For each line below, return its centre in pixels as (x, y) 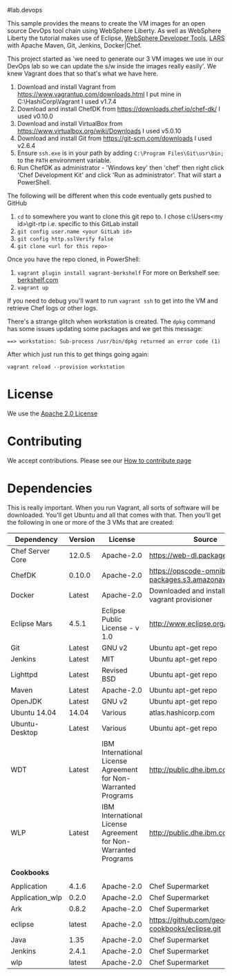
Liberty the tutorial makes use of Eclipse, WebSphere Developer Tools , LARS (116, 38)
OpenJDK (27, 701)
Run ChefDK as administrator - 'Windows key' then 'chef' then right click (120, 168)
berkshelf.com (38, 280)
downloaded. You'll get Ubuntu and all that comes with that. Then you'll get (114, 515)
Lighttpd (24, 675)
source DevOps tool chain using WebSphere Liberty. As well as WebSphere (114, 31)
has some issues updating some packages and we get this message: (105, 329)
